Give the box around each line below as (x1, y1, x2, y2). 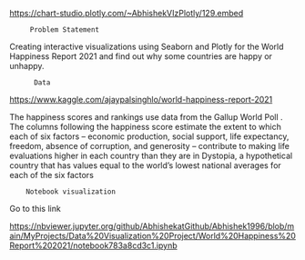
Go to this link (9, 204, 61, 214)
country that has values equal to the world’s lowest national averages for (9, 160, 282, 171)
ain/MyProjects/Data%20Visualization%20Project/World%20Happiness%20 (9, 231, 296, 241)
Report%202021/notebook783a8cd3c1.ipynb (9, 240, 178, 251)
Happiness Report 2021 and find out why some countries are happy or (9, 51, 273, 62)
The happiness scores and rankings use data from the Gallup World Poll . (9, 112, 284, 122)
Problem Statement (29, 25, 100, 35)
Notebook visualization (25, 187, 117, 196)
